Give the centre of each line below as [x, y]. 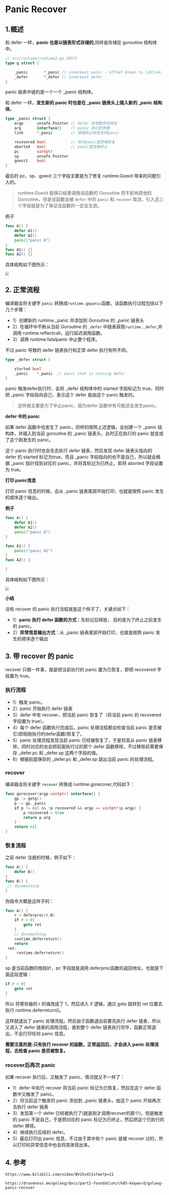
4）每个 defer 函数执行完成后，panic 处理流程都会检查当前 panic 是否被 [87, 727]
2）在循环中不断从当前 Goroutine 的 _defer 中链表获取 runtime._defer [85, 327]
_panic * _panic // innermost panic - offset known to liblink [88, 72]
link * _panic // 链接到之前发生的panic [67, 133]
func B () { [17, 881]
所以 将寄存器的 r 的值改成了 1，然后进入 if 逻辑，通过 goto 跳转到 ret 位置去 [84, 1004]
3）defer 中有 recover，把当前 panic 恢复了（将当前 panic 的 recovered [87, 715]
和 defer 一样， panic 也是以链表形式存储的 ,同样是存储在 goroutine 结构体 [81, 42]
